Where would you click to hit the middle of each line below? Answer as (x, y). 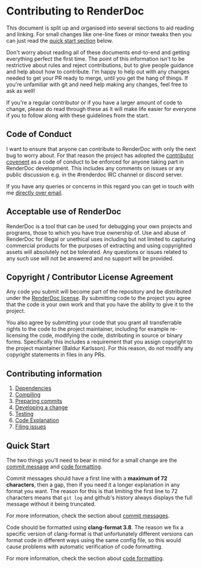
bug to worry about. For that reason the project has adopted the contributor (100, 155)
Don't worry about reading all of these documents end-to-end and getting (98, 52)
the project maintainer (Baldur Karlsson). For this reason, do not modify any (100, 348)
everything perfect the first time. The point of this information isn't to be (96, 59)
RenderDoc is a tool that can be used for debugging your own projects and (99, 226)
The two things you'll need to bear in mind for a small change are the (92, 460)
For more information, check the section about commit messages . (88, 515)
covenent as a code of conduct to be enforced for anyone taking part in (95, 162)
